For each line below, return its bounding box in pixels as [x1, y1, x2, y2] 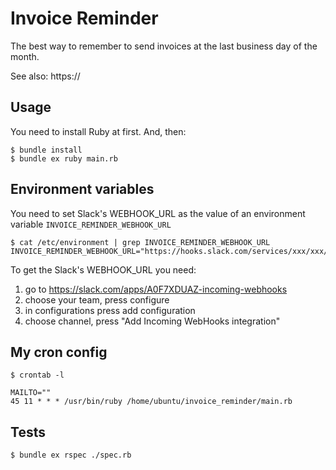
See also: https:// [10, 70, 81, 82]
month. [10, 50, 40, 62]
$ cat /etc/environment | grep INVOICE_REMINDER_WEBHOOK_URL [10, 237, 271, 247]
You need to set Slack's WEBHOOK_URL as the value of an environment [10, 207, 306, 219]
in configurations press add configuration [24, 304, 196, 316]
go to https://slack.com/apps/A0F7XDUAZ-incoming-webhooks [24, 283, 288, 295]
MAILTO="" [10, 388, 52, 398]
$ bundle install [10, 145, 83, 155]
